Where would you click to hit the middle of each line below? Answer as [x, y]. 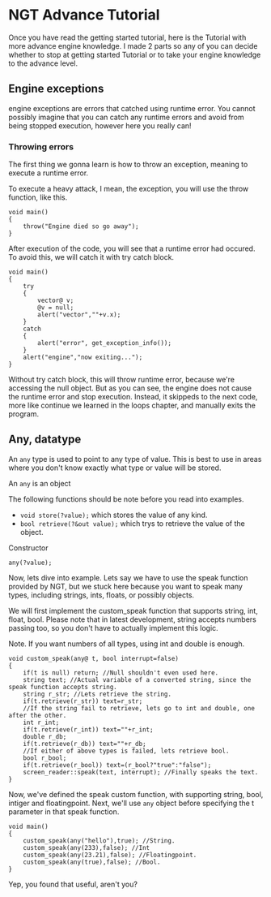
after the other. [38, 715]
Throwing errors [41, 146]
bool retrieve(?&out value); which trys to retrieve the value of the [132, 523]
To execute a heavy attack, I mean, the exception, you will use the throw [129, 189]
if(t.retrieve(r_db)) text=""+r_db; [85, 744]
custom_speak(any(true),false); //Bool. [92, 862]
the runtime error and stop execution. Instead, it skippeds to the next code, [133, 397]
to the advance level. [43, 63]
